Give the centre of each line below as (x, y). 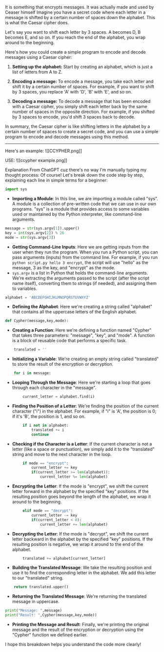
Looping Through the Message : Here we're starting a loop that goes (81, 382)
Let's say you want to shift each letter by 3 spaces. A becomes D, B (73, 32)
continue (40, 434)
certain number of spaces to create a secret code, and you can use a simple (82, 131)
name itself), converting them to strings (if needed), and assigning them (84, 283)
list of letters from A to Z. (37, 72)
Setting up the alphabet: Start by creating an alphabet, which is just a (82, 67)
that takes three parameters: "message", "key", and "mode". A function (83, 335)
